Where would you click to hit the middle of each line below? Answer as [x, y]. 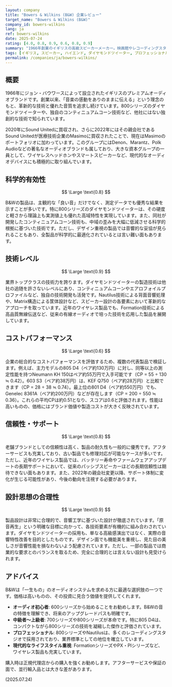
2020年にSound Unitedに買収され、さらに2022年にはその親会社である [80, 130]
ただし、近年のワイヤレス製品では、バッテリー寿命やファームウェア [77, 460]
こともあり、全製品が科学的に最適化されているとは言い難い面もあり [86, 235]
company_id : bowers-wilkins [35, 24]
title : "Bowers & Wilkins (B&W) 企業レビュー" [53, 15]
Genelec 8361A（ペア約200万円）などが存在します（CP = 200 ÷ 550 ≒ [81, 393]
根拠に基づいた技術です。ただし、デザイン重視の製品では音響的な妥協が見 [84, 228]
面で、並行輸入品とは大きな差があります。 [50, 669]
